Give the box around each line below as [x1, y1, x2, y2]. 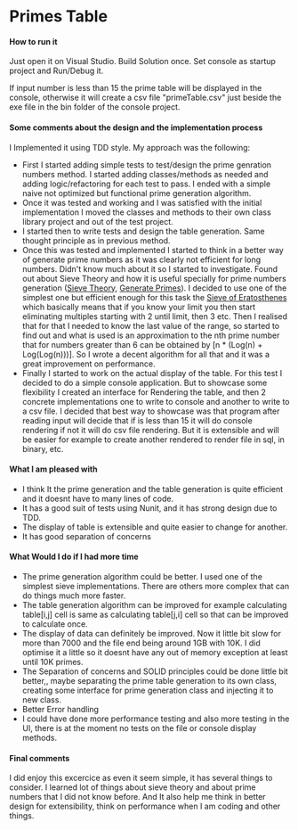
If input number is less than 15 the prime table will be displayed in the [9, 83, 262, 94]
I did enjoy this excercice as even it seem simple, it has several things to [9, 773, 273, 784]
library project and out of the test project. [21, 216, 173, 226]
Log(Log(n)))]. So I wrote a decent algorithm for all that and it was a [21, 349, 270, 359]
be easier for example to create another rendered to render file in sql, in [21, 434, 285, 445]
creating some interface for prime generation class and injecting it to [21, 685, 274, 695]
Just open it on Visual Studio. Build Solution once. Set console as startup [9, 56, 276, 67]
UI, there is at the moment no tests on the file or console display [21, 723, 257, 733]
